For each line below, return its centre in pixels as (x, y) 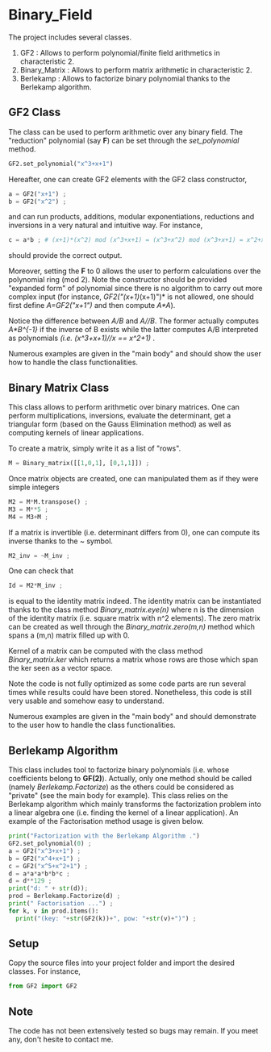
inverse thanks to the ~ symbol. (60, 541)
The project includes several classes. (70, 37)
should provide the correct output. (65, 256)
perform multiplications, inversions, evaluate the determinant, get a (120, 416)
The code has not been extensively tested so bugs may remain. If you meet (133, 1031)
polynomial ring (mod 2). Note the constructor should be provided (118, 280)
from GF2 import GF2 (43, 986)
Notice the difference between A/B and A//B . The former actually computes (134, 321)
